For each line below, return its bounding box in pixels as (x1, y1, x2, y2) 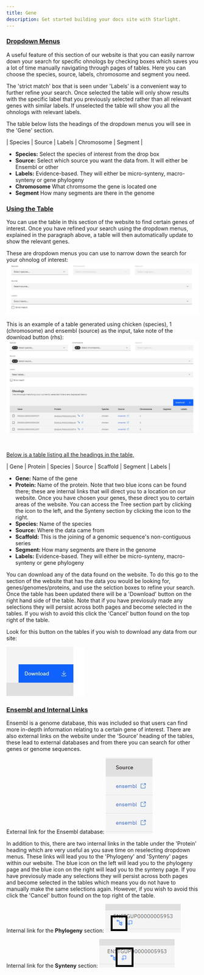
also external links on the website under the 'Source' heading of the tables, (6, 733, 195, 740)
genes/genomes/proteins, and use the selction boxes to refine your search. (6, 584, 195, 592)
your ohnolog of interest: (6, 256, 69, 264)
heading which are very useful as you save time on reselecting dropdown (6, 846, 191, 854)
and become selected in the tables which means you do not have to (6, 879, 176, 886)
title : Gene (6, 10, 37, 16)
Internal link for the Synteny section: (6, 962, 99, 970)
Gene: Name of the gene (15, 475, 78, 482)
